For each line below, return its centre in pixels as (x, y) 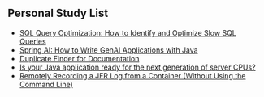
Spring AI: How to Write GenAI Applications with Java (108, 50)
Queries (32, 41)
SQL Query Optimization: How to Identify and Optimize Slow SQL (128, 32)
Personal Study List (58, 13)
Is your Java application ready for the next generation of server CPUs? (138, 67)
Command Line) (46, 84)
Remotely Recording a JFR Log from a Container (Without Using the (132, 75)
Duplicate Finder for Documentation (79, 58)
